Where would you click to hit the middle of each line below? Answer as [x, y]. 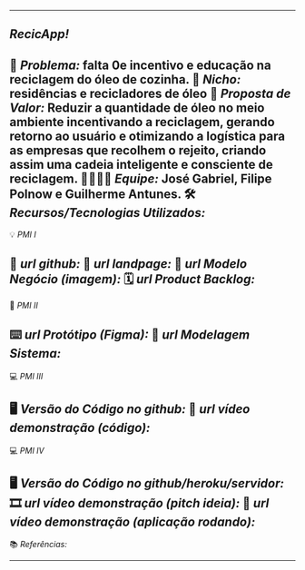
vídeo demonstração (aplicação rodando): [133, 522]
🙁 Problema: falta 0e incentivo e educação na [140, 65]
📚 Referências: [39, 545]
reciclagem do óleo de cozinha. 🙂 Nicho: [125, 79]
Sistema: [35, 354]
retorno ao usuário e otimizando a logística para [148, 136]
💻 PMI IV [27, 450]
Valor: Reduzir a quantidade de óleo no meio [137, 108]
